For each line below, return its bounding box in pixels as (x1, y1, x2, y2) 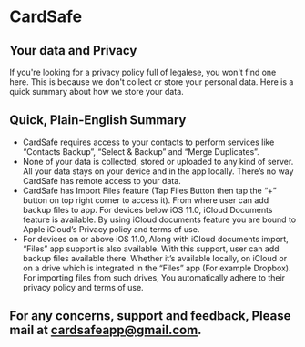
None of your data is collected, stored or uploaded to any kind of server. (22, 156, 294, 167)
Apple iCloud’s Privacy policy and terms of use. (22, 223, 200, 234)
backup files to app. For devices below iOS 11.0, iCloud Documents (22, 204, 273, 215)
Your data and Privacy (9, 43, 137, 58)
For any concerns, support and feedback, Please (9, 308, 291, 324)
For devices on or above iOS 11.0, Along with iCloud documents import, (22, 233, 289, 244)
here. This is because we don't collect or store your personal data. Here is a (9, 77, 294, 87)
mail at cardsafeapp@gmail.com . (9, 322, 202, 338)
